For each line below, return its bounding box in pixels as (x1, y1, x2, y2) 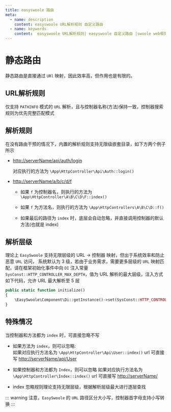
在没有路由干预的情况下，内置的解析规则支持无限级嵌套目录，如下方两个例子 (5, 141, 166, 147)
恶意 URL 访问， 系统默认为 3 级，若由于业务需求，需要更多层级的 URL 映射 (5, 258, 160, 264)
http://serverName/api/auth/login (12, 157, 82, 163)
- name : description (10, 17, 53, 22)
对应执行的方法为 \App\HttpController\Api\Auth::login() (12, 168, 134, 174)
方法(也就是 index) (20, 221, 59, 227)
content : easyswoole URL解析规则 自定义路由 (14, 21, 103, 27)
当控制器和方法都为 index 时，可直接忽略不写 (5, 332, 100, 338)
